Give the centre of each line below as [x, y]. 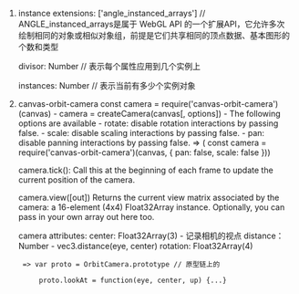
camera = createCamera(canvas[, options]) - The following [170, 114]
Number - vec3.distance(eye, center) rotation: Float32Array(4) [135, 246]
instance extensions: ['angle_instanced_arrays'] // [112, 13]
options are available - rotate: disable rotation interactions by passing [148, 123]
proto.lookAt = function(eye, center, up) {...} [133, 280]
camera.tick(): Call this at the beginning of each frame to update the [145, 170]
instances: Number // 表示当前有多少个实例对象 [107, 85]
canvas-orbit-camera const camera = [88, 104]
